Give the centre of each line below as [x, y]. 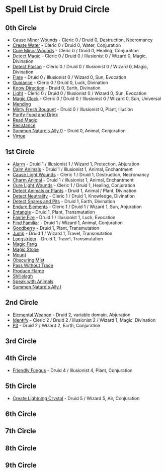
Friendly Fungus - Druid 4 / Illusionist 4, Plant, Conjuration [72, 370]
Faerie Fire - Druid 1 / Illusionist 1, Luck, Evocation [64, 217]
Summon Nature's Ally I [37, 287]
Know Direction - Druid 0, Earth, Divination [56, 88]
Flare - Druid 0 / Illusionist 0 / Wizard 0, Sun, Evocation [69, 77]
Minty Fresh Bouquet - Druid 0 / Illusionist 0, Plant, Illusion [73, 109]
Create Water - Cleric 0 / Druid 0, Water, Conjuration [67, 45]
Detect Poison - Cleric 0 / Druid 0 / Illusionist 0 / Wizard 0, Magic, [80, 67]
